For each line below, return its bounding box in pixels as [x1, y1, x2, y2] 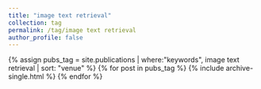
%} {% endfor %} [45, 72, 103, 81]
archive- [225, 64, 254, 73]
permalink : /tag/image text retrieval [8, 26, 136, 34]
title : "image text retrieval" [8, 11, 112, 20]
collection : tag [8, 19, 62, 27]
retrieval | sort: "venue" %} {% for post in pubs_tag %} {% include [8, 64, 225, 73]
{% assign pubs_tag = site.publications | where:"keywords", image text [8, 55, 240, 65]
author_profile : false [8, 33, 83, 42]
